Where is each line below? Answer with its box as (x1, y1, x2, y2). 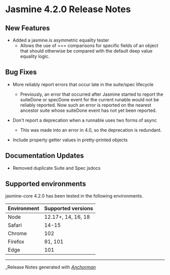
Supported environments (5, 180, 86, 188)
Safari (8, 222, 22, 229)
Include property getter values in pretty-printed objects (12, 137, 128, 143)
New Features (5, 24, 50, 32)
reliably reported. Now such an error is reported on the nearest (20, 102, 152, 108)
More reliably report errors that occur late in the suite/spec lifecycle (12, 81, 154, 87)
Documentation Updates (5, 151, 84, 160)
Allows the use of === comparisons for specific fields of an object (20, 43, 158, 49)
